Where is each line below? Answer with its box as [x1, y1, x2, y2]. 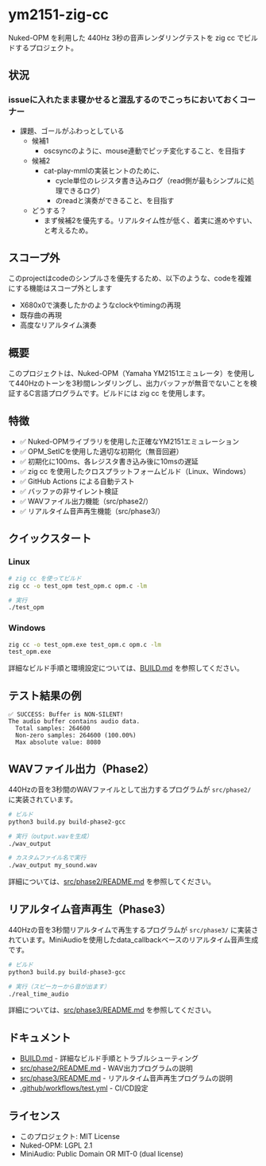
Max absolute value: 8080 [15, 738, 102, 746]
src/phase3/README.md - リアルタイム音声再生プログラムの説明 [19, 1074, 233, 1083]
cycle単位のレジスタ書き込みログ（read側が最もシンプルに [55, 175, 248, 185]
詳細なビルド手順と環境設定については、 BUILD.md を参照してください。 [8, 663, 245, 673]
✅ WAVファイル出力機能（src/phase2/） [19, 496, 153, 507]
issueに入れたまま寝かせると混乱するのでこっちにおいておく [8, 94, 240, 105]
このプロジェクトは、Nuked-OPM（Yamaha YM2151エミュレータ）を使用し [8, 369, 256, 378]
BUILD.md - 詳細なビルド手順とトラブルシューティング [19, 1054, 199, 1063]
